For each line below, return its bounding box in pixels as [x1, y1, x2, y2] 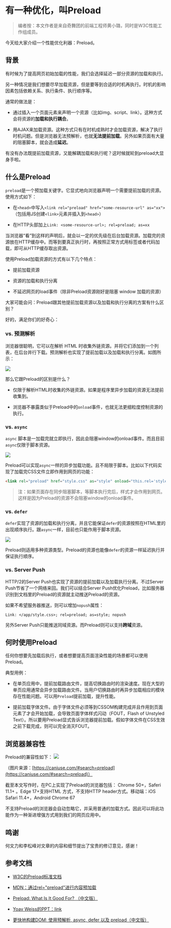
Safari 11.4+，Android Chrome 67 [5, 795, 75, 801]
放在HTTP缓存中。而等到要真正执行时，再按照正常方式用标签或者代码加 [9, 239, 160, 245]
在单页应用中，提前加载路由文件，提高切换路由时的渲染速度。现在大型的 [12, 681, 164, 687]
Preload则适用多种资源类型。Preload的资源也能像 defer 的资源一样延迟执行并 [5, 547, 165, 553]
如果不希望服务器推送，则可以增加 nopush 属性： [5, 602, 104, 608]
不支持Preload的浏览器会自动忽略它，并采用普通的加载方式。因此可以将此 [5, 805, 160, 812]
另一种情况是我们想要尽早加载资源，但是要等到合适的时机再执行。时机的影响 [5, 81, 166, 87]
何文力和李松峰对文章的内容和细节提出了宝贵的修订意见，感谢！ [5, 843, 139, 849]
